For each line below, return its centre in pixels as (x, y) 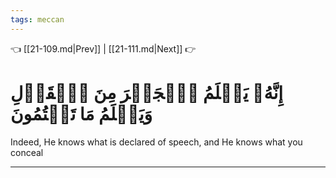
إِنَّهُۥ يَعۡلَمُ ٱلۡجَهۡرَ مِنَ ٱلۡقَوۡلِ (147, 92)
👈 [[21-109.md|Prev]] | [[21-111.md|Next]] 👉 (103, 48)
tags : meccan (37, 19)
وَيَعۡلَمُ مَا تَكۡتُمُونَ (81, 113)
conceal (27, 152)
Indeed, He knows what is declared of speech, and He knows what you (156, 142)
